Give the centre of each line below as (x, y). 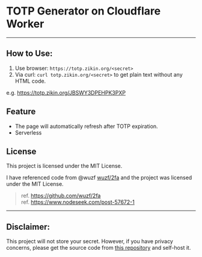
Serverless (28, 132)
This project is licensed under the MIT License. (64, 166)
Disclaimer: (28, 227)
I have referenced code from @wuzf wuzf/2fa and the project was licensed (99, 178)
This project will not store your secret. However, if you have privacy (90, 241)
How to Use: (29, 53)
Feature (21, 112)
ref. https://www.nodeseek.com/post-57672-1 (78, 202)
